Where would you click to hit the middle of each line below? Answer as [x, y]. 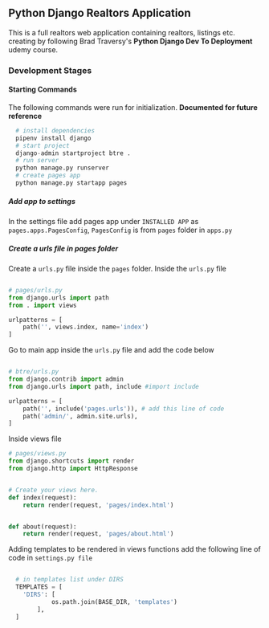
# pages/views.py [37, 454]
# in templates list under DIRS [70, 580]
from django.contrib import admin [66, 379]
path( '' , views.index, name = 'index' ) [86, 327]
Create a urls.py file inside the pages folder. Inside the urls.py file [118, 268]
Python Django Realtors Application [100, 13]
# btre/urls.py [34, 372]
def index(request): [43, 497]
